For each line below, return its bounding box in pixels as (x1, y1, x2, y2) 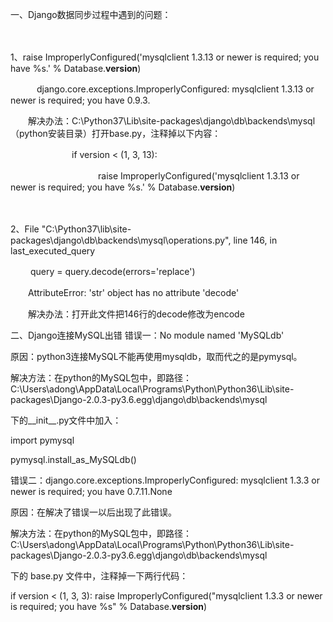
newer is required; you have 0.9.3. (10, 94, 151, 106)
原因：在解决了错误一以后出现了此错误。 (10, 506, 177, 518)
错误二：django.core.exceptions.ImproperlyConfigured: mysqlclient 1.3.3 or (10, 474, 320, 486)
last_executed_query (10, 245, 96, 257)
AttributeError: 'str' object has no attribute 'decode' (27, 287, 240, 298)
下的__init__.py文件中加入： (10, 414, 122, 426)
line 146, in (233, 234, 278, 246)
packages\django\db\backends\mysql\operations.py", (10, 234, 232, 246)
